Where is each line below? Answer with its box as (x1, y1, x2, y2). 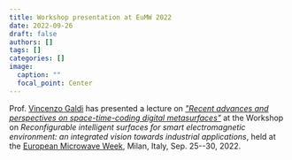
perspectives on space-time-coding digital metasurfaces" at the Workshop (9, 112, 284, 123)
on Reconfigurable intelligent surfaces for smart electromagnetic (9, 121, 246, 133)
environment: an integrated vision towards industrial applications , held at (9, 131, 276, 141)
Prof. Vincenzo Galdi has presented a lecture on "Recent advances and (9, 103, 269, 113)
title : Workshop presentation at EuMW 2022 (9, 12, 173, 22)
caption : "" (17, 71, 62, 80)
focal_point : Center (17, 79, 93, 88)
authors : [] (9, 37, 53, 47)
